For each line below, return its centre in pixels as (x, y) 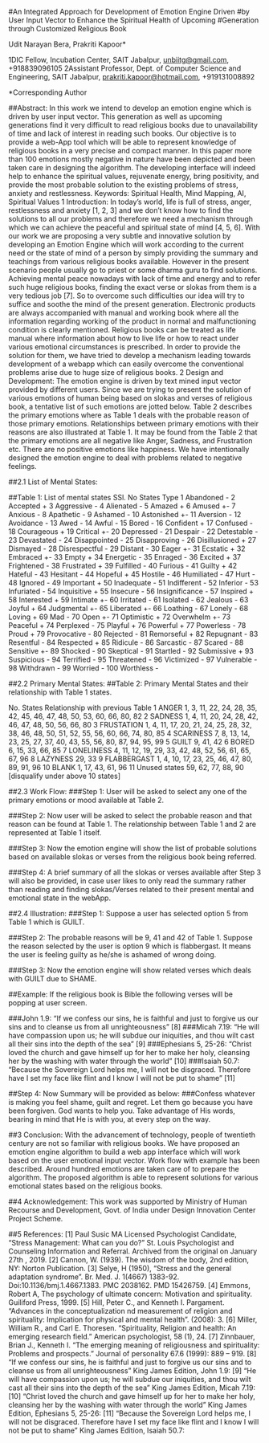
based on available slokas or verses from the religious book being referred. (132, 857)
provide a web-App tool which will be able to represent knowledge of (122, 142)
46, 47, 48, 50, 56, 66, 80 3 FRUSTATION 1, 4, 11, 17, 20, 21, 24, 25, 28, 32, (130, 725)
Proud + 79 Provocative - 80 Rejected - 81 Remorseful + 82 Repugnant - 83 (133, 634)
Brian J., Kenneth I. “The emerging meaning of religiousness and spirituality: (134, 1345)
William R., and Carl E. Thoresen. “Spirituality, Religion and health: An (122, 1328)
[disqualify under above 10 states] (64, 776)
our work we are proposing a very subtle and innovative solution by (120, 236)
